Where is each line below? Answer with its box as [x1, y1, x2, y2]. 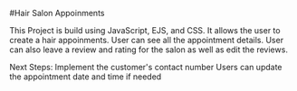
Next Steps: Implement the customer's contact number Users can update [9, 62, 283, 72]
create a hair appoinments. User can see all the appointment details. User [9, 35, 283, 45]
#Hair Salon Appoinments [9, 8, 105, 18]
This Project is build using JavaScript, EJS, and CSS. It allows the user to [9, 25, 281, 35]
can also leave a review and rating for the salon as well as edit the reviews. [9, 44, 288, 55]
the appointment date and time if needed [9, 71, 162, 82]
